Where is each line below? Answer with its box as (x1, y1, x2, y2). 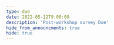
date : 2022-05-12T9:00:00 (6, 14, 69, 20)
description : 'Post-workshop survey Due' (6, 19, 109, 25)
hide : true (6, 30, 33, 36)
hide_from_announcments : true (6, 25, 81, 31)
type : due (6, 8, 31, 15)
